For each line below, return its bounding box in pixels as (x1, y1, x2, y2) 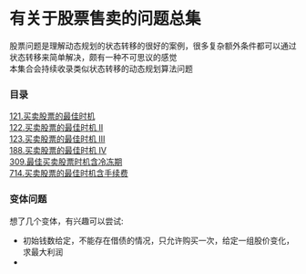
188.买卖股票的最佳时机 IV (9, 145, 107, 156)
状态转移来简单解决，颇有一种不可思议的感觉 (9, 51, 178, 62)
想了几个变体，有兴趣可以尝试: (9, 216, 125, 227)
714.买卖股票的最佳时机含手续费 (9, 168, 129, 179)
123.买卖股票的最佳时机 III (9, 133, 106, 144)
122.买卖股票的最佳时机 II (9, 122, 104, 133)
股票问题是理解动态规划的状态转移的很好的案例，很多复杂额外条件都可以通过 (9, 40, 297, 51)
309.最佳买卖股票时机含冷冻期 (9, 156, 123, 167)
